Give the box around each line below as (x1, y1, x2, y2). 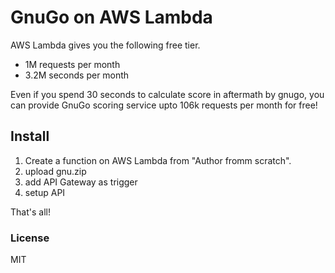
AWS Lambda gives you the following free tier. (10, 39, 201, 51)
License (10, 231, 50, 245)
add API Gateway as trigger (24, 176, 138, 188)
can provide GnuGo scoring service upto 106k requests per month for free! (10, 99, 318, 111)
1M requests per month (24, 58, 121, 70)
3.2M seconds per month (24, 69, 130, 81)
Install (10, 128, 50, 145)
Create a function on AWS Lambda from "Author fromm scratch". (24, 154, 292, 166)
